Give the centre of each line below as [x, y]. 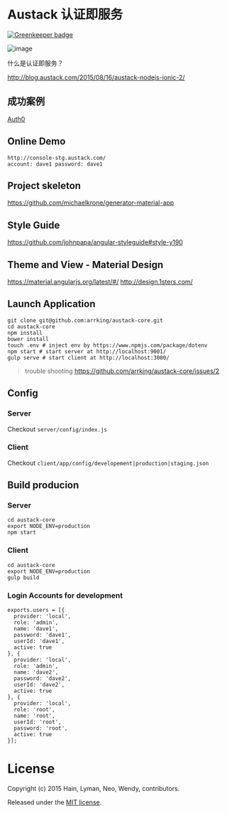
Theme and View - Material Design [85, 265]
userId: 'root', [38, 722]
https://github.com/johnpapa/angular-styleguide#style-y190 [95, 242]
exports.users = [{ [36, 610]
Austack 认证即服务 [65, 15]
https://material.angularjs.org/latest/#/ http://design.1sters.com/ [100, 282]
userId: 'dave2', [39, 685]
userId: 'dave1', [39, 641]
